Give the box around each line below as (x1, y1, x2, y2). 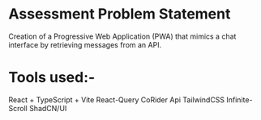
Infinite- (226, 94, 253, 105)
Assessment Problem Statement (8, 5, 231, 23)
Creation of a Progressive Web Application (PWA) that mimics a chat (8, 31, 237, 41)
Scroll (8, 103, 28, 113)
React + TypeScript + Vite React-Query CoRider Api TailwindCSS (8, 94, 225, 105)
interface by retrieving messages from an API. (8, 39, 162, 49)
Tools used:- (8, 68, 96, 87)
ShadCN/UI (29, 103, 67, 113)
